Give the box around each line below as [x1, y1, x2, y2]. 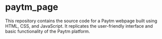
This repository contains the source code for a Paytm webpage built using [5, 18, 158, 24]
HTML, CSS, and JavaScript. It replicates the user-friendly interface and [5, 23, 153, 29]
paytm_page [5, 1, 58, 13]
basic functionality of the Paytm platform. [5, 28, 90, 34]
